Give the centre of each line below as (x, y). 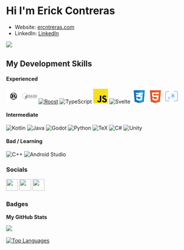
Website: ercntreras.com (44, 27)
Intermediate (22, 115)
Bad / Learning (24, 141)
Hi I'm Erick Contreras (61, 11)
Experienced (22, 79)
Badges (17, 204)
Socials (17, 170)
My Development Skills (49, 64)
